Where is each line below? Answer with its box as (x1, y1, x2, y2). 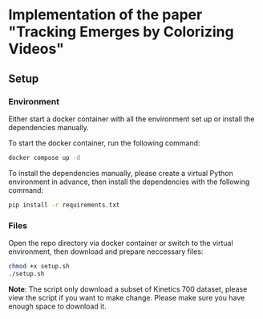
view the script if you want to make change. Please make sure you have (8, 292, 245, 302)
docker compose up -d (8, 153, 81, 162)
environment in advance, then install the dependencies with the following (8, 177, 250, 186)
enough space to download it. (8, 301, 107, 311)
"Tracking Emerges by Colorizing (8, 22, 234, 41)
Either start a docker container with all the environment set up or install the (8, 114, 255, 124)
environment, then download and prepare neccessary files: (8, 247, 204, 256)
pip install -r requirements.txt (8, 201, 120, 209)
